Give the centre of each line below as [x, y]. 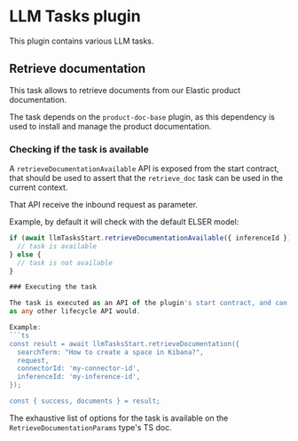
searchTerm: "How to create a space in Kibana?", [110, 352]
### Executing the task [53, 287]
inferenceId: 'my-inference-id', [79, 377]
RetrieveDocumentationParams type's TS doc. [90, 427]
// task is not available [65, 263]
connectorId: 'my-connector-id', [79, 369]
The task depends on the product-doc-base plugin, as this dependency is [142, 116]
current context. [39, 187]
